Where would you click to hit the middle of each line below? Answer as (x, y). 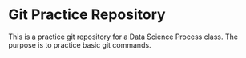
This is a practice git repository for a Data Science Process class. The (123, 37)
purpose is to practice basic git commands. (80, 44)
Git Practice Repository (87, 15)
